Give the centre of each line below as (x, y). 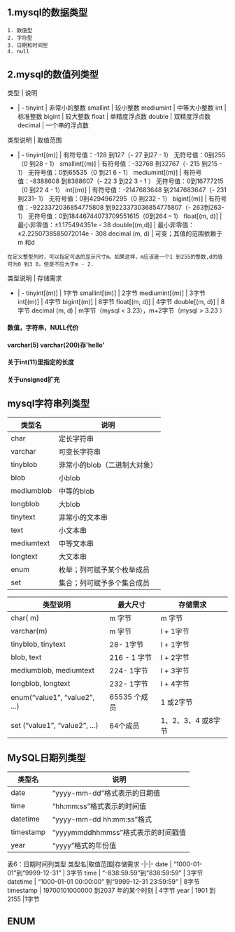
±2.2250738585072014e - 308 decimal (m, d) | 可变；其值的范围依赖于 (120, 234)
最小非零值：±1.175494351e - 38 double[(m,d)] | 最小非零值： (106, 224)
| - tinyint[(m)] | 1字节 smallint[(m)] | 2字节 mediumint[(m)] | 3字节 (112, 293)
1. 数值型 (20, 30)
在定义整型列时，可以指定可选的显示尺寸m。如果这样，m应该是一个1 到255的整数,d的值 (115, 257)
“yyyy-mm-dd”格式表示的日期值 (106, 793)
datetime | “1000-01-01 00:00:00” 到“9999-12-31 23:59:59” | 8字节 (104, 881)
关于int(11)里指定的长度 (41, 362)
